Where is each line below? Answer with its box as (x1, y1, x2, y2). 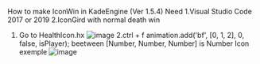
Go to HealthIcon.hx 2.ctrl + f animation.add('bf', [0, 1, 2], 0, (18, 31, 244, 40)
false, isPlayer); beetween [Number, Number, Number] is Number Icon (18, 39, 250, 48)
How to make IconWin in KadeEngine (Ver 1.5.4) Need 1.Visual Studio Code (7, 7, 252, 16)
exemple (18, 47, 48, 56)
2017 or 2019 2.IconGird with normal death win (7, 15, 161, 24)
